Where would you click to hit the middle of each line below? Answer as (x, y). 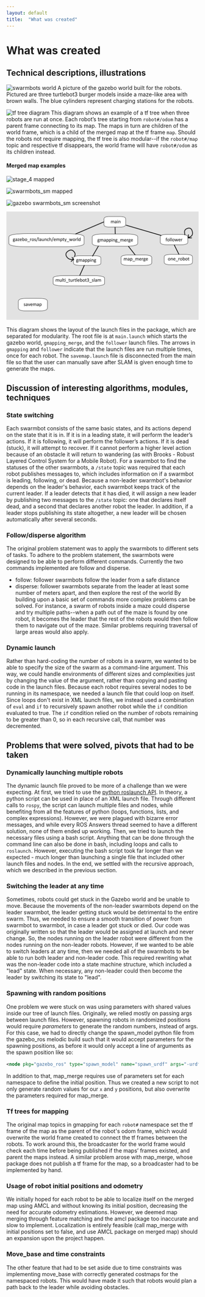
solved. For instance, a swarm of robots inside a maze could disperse (103, 606)
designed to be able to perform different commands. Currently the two (95, 562)
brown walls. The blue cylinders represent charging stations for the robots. (100, 100)
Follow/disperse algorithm (46, 535)
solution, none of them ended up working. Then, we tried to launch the (95, 831)
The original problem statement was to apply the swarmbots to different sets (103, 548)
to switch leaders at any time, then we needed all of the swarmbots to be (98, 951)
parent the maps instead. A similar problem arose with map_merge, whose (100, 1157)
